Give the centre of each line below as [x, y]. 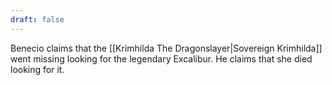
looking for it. [37, 69]
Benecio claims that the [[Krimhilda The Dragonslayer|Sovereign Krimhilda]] [166, 48]
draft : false [37, 19]
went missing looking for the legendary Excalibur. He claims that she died [161, 58]
